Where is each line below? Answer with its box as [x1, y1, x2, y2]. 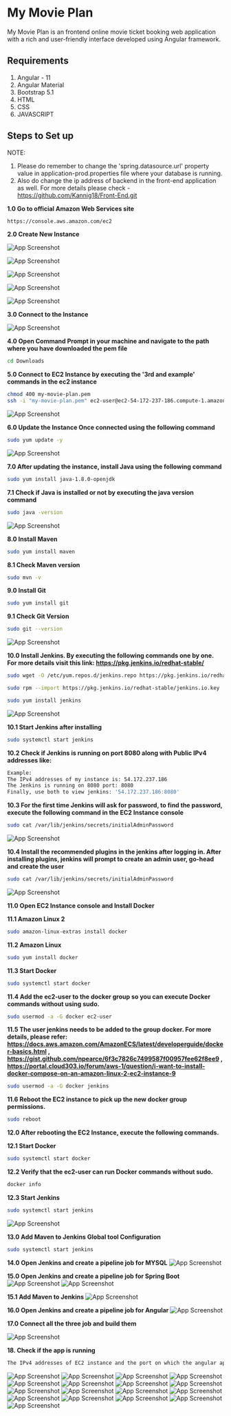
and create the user [7, 863, 64, 871]
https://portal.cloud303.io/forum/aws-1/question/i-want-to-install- [7, 1062, 206, 1070]
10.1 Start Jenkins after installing [7, 722, 102, 731]
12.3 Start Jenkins [7, 1193, 60, 1201]
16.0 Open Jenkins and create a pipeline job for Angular [7, 1306, 169, 1314]
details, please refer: [7, 1033, 67, 1041]
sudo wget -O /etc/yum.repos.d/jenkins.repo [7, 672, 137, 679]
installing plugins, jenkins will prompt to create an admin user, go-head [7, 855, 214, 863]
